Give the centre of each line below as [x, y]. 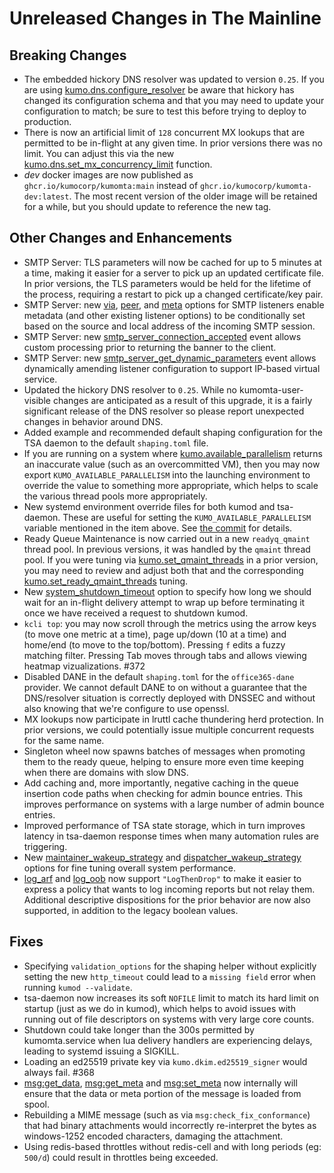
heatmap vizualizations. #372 [84, 666]
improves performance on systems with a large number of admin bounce [174, 804]
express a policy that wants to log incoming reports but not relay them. [169, 889]
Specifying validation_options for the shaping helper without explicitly [170, 966]
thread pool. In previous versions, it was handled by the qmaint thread [167, 549]
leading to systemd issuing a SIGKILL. [101, 1051]
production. [47, 121]
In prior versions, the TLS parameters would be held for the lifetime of [167, 283]
